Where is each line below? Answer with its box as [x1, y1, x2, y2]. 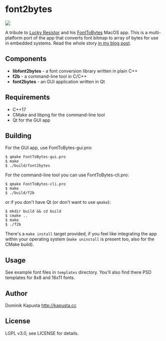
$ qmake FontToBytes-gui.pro [5, 154, 66, 160]
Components [5, 55, 46, 63]
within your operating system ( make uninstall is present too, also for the [5, 236, 154, 242]
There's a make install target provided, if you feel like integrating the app [5, 231, 157, 237]
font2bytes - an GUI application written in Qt [12, 79, 105, 85]
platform [5, 35, 22, 41]
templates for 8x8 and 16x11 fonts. [5, 274, 75, 281]
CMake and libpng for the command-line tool [12, 112, 105, 118]
